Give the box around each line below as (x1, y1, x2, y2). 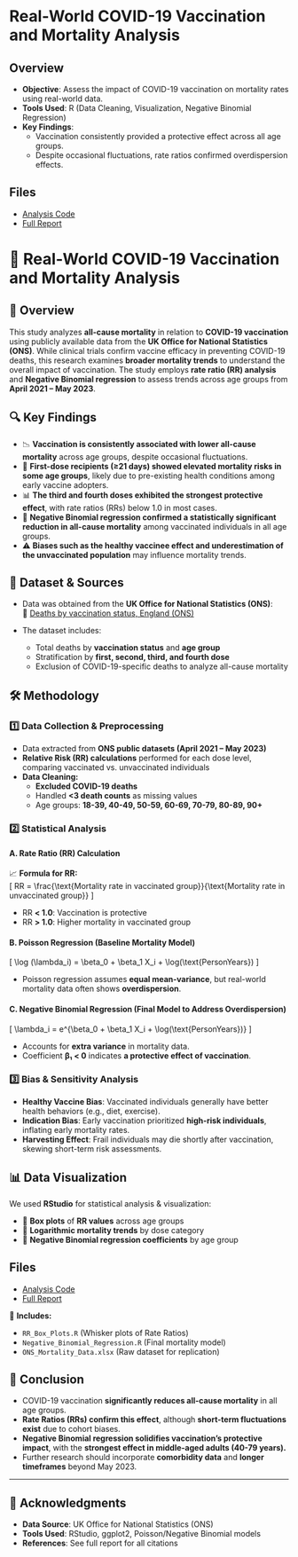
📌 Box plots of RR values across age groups (21, 1215, 184, 1226)
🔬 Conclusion (9, 1372, 84, 1387)
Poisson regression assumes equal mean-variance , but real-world (21, 974, 266, 985)
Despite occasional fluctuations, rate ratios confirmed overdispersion (35, 150, 288, 161)
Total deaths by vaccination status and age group (35, 642, 221, 653)
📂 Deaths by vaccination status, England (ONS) (21, 608, 195, 618)
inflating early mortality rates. (21, 1124, 130, 1135)
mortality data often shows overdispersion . (21, 983, 182, 995)
